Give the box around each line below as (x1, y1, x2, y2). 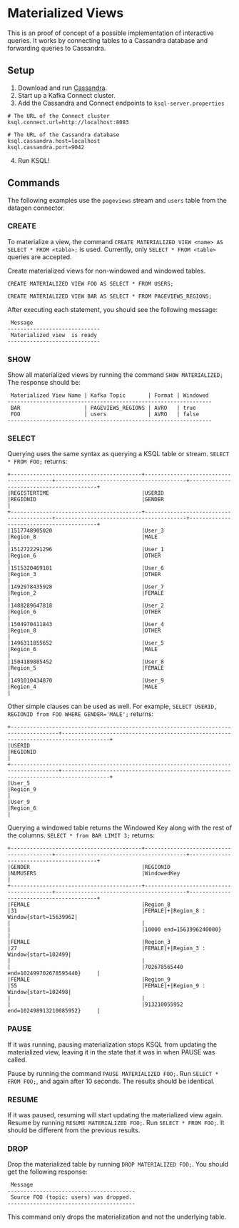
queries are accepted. (7, 252, 73, 261)
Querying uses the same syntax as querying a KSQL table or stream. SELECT (7, 450, 230, 458)
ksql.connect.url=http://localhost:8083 (7, 119, 130, 126)
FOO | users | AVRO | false (10, 411, 200, 418)
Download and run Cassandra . (17, 84, 108, 92)
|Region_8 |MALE (7, 533, 158, 540)
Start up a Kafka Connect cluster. (17, 91, 116, 99)
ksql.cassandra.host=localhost (7, 137, 101, 144)
